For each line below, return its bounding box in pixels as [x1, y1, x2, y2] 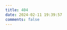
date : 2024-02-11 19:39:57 [5, 12, 62, 17]
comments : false [5, 17, 40, 22]
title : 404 [5, 7, 28, 13]
